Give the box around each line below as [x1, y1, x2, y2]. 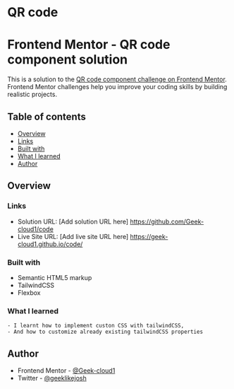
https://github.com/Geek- [130, 217, 204, 226]
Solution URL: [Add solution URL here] [17, 217, 129, 226]
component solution [7, 52, 128, 68]
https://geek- [130, 232, 168, 240]
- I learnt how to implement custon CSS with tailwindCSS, [7, 323, 185, 330]
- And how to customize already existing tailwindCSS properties [7, 328, 203, 336]
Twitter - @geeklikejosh [17, 374, 87, 383]
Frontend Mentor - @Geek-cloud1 [17, 366, 116, 375]
